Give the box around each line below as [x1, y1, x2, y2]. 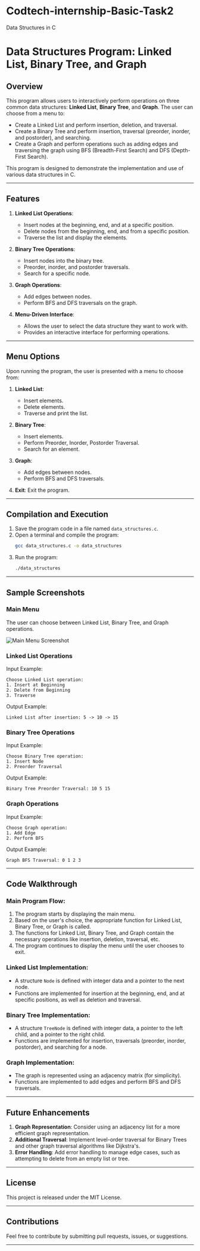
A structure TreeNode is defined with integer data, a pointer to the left [14, 1024, 183, 1031]
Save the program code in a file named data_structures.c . [14, 525, 159, 532]
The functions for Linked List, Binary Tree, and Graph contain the [14, 929, 174, 936]
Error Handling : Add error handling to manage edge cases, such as [14, 1149, 180, 1156]
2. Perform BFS [6, 835, 44, 841]
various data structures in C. [6, 171, 76, 178]
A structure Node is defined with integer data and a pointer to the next [14, 977, 185, 984]
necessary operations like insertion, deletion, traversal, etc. [14, 936, 160, 943]
